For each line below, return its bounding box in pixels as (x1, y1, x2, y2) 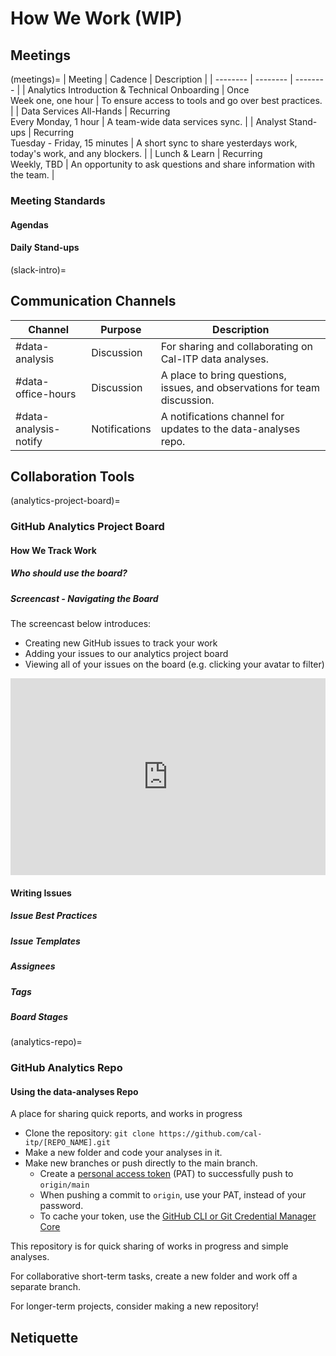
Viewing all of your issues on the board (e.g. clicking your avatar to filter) (24, 658, 325, 671)
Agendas (10, 218, 49, 231)
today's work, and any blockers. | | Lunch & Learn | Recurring (10, 148, 263, 159)
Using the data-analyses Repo (10, 1085, 139, 1097)
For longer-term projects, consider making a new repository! (10, 1300, 259, 1312)
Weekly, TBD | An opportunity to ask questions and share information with (10, 158, 316, 170)
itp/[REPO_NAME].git (24, 1138, 111, 1148)
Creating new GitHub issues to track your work (24, 637, 218, 649)
